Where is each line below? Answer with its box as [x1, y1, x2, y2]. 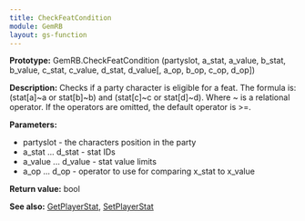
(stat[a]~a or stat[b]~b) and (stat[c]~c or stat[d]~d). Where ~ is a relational [9, 92, 290, 103]
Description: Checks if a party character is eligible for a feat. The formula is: [9, 83, 297, 94]
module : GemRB [9, 22, 64, 31]
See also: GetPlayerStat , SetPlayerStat [9, 201, 155, 212]
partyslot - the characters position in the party [22, 137, 197, 148]
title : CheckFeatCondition [9, 13, 112, 23]
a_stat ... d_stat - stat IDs [22, 146, 116, 157]
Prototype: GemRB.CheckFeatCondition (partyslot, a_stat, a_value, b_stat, [9, 55, 287, 66]
